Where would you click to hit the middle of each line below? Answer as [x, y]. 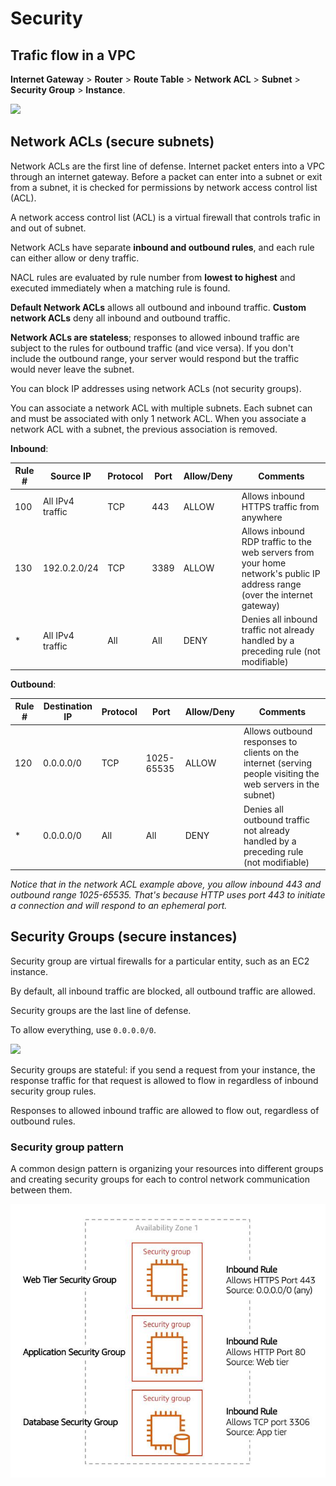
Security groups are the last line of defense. [101, 1010]
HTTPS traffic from [280, 506]
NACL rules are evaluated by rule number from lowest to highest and [153, 277]
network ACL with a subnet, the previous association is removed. [144, 429]
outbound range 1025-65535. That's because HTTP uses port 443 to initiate [168, 895]
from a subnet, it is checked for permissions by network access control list [164, 187]
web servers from [278, 552]
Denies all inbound [279, 619]
